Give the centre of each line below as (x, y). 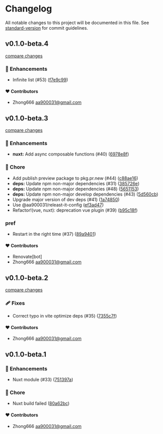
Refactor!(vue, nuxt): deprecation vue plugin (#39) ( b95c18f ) (75, 210)
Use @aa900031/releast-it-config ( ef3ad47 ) (58, 205)
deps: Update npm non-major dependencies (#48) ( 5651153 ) (75, 189)
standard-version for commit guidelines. (47, 28)
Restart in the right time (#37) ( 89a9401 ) (54, 234)
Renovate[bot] (27, 257)
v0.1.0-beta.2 (27, 278)
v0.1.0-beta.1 (26, 354)
